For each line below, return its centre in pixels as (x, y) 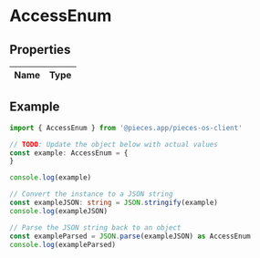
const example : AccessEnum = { (69, 153)
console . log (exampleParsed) (63, 244)
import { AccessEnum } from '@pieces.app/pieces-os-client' (126, 128)
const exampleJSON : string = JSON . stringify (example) (114, 203)
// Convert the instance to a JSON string (91, 194)
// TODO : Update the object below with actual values (114, 144)
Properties (40, 50)
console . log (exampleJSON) (58, 211)
